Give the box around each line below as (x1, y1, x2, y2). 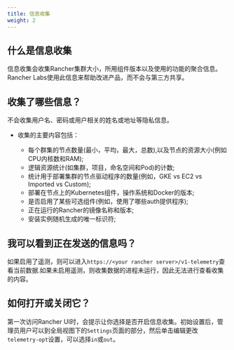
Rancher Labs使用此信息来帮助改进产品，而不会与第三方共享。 (7, 73, 188, 82)
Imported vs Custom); (27, 180, 91, 188)
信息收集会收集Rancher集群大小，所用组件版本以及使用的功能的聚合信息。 (7, 65, 222, 73)
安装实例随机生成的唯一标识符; (27, 215, 116, 223)
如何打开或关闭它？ (7, 297, 90, 309)
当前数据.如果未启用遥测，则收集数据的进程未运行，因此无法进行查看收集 (13, 266, 224, 274)
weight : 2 (7, 17, 36, 24)
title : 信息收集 (7, 10, 50, 18)
